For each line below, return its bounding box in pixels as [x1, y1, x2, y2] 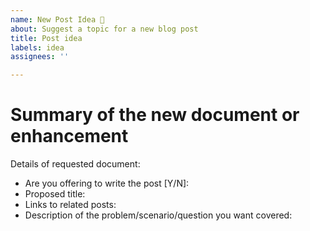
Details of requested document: [10, 158, 141, 170]
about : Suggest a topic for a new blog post [10, 24, 199, 34]
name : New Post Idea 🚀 [10, 14, 105, 25]
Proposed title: [24, 188, 86, 200]
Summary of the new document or [10, 104, 300, 126]
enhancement [10, 125, 129, 148]
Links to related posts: [24, 199, 117, 211]
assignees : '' [10, 52, 70, 62]
